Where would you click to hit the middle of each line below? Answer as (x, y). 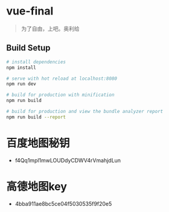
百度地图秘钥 (38, 143)
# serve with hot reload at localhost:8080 (62, 79)
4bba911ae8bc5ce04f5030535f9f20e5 (63, 204)
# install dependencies (36, 62)
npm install (21, 68)
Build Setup (28, 48)
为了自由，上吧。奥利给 (50, 28)
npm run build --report (36, 117)
